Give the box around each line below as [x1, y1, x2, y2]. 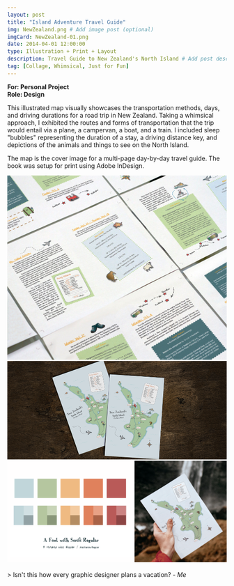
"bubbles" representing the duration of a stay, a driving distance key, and [7, 133, 217, 141]
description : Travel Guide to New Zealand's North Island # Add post [7, 56, 214, 63]
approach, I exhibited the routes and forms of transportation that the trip [7, 118, 214, 127]
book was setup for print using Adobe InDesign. [7, 161, 145, 170]
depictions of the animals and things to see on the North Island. [7, 140, 189, 149]
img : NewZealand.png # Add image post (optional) [7, 26, 155, 33]
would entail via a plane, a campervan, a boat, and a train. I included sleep [7, 125, 220, 134]
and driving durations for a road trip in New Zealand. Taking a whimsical [7, 111, 214, 119]
